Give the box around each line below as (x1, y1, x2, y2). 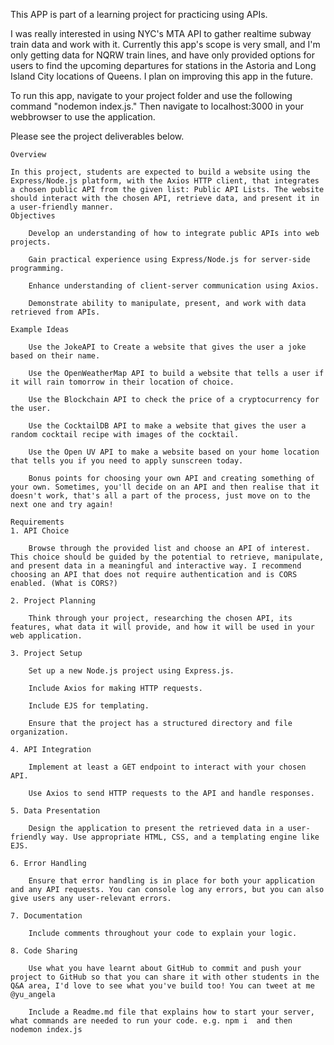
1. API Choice (10, 526, 70, 536)
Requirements (10, 517, 65, 527)
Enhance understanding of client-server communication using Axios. (28, 281, 320, 291)
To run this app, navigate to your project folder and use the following (10, 90, 293, 101)
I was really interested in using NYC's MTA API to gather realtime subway (10, 28, 312, 39)
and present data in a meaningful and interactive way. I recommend (10, 561, 302, 571)
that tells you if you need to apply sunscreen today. (10, 456, 244, 466)
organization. (10, 727, 70, 737)
